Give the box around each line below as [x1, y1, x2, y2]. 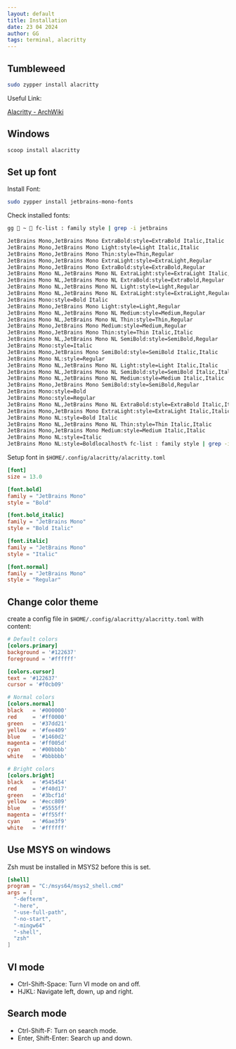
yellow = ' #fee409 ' [7, 727, 68, 734]
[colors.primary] [7, 642, 58, 649]
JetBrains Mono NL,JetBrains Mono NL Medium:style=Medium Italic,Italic [7, 375, 225, 382]
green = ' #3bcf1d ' [7, 791, 68, 799]
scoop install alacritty [7, 146, 80, 153]
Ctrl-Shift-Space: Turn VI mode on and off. [17, 980, 141, 988]
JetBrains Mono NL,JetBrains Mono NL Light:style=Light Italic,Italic [7, 362, 218, 369]
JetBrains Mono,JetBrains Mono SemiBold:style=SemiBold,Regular [7, 382, 199, 389]
